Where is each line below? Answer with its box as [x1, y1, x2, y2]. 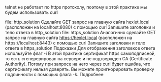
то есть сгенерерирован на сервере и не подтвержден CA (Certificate [5, 56, 153, 61]
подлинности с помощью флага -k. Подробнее [5, 72, 104, 77]
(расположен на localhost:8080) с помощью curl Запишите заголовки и [5, 24, 155, 30]
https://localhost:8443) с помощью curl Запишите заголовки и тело [5, 40, 146, 46]
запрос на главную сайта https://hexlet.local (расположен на [5, 35, 132, 41]
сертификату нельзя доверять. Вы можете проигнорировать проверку [5, 66, 154, 72]
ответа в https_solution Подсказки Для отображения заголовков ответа [5, 45, 156, 51]
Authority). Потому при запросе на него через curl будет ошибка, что [5, 61, 151, 67]
